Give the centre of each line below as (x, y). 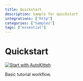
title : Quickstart (23, 9)
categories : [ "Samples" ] (30, 23)
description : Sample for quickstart (41, 14)
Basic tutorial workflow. (28, 74)
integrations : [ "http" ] (29, 18)
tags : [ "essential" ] (26, 28)
